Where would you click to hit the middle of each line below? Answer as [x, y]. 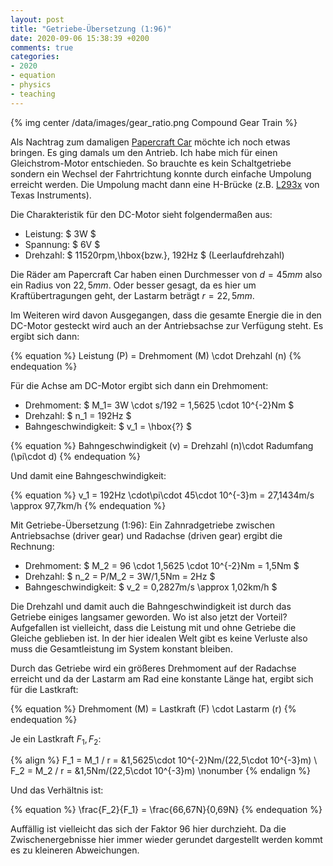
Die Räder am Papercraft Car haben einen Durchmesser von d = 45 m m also [166, 274]
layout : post [37, 19]
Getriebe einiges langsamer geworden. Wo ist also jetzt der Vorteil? [149, 617]
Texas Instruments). [51, 195]
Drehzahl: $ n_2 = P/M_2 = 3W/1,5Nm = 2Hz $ [120, 576]
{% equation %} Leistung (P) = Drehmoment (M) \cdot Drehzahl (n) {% [156, 355]
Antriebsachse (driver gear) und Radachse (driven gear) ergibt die [146, 535]
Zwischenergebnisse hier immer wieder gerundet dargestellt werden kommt [166, 840]
